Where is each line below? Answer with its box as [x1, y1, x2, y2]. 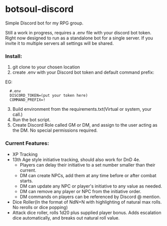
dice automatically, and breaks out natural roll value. [12, 215, 120, 221]
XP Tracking [12, 151, 38, 157]
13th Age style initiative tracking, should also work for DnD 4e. [12, 156, 141, 163]
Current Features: [5, 140, 49, 147]
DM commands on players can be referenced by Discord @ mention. [19, 194, 161, 200]
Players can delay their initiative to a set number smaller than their [19, 162, 156, 168]
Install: [5, 52, 22, 59]
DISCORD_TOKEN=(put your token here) [9, 93, 88, 98]
